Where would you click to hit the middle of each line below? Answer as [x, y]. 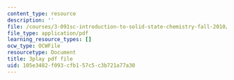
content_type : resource [42, 14]
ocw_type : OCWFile [34, 46]
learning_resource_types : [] [49, 40]
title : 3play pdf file [40, 59]
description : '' [31, 20]
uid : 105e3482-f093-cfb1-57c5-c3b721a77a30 [71, 65]
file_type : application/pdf [48, 33]
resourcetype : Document [42, 53]
